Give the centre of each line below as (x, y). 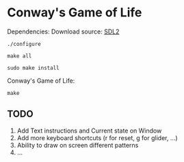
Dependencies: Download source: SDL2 (63, 31)
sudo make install (33, 68)
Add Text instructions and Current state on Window (89, 131)
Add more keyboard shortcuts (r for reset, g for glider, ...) (97, 137)
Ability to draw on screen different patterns (78, 145)
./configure (24, 44)
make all (19, 56)
